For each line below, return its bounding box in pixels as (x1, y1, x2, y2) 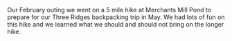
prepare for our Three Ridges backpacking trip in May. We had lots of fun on (7, 13, 225, 21)
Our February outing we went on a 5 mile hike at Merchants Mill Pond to (7, 6, 212, 14)
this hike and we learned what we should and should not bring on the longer (7, 20, 224, 28)
